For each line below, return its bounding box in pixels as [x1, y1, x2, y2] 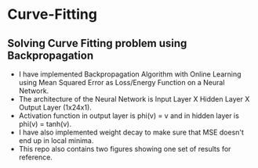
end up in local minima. [18, 136, 94, 145]
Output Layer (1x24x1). [18, 103, 92, 112]
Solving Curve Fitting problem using [7, 37, 187, 50]
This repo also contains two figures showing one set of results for [18, 145, 231, 153]
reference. [18, 152, 53, 162]
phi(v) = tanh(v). [18, 120, 72, 128]
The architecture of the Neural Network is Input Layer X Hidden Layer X [18, 95, 250, 103]
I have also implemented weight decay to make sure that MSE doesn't [18, 127, 245, 137]
